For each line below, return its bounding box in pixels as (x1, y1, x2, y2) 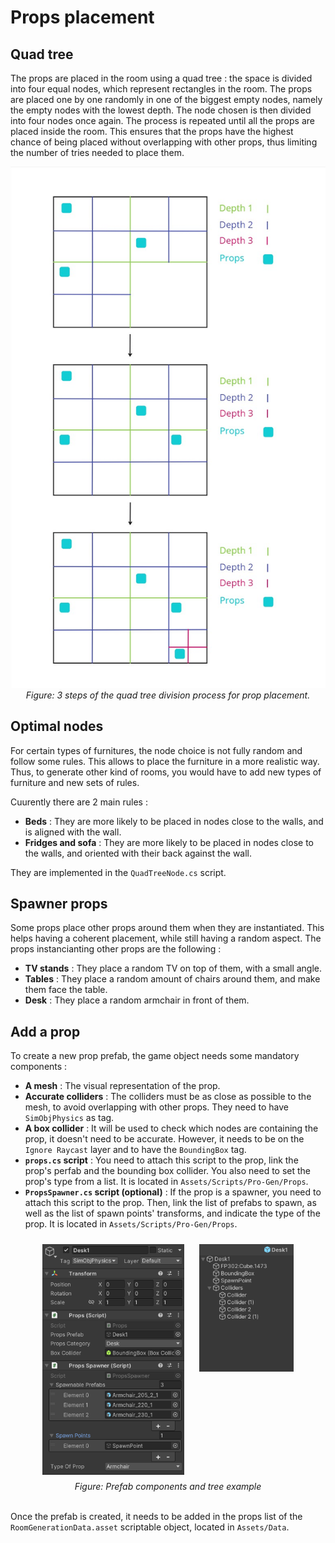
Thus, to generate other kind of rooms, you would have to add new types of (10, 766, 322, 778)
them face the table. (24, 984, 108, 996)
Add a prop (10, 1023, 81, 1040)
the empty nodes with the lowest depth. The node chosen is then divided (10, 104, 312, 116)
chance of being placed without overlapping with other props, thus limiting (10, 136, 318, 148)
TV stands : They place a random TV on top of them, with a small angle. (24, 962, 323, 975)
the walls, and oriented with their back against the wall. (24, 847, 253, 859)
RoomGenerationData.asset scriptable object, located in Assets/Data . (10, 1521, 290, 1533)
